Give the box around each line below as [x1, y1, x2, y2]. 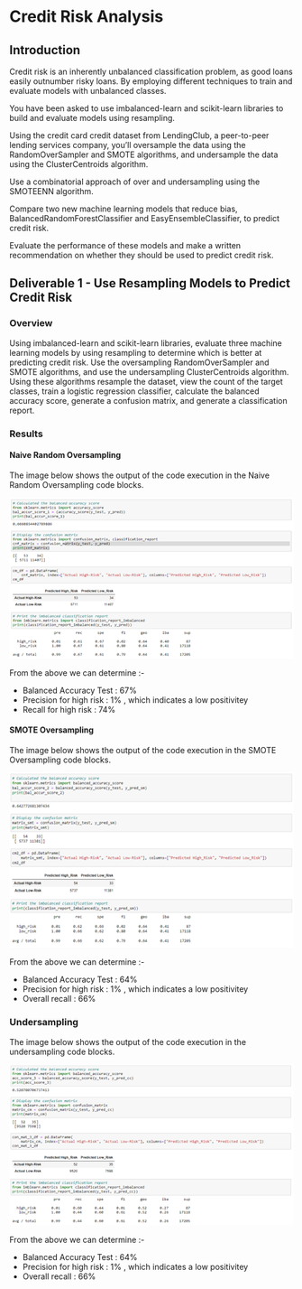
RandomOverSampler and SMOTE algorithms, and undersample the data [9, 149, 279, 160]
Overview [9, 317, 53, 330]
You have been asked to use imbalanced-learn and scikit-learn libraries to [9, 103, 284, 114]
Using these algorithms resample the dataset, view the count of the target [9, 376, 284, 387]
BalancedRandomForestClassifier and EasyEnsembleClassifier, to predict [9, 213, 280, 223]
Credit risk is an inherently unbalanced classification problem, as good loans [9, 66, 293, 77]
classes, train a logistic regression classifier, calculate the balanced [9, 386, 260, 397]
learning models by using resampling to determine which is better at [9, 347, 262, 358]
